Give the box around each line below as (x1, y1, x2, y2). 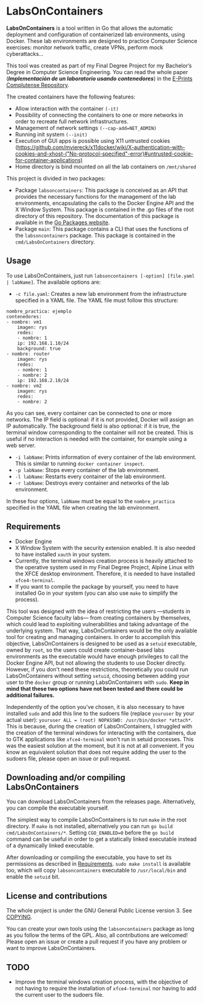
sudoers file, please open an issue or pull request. (6, 755, 131, 762)
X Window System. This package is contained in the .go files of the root (15, 205, 194, 213)
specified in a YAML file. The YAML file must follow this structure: (15, 296, 179, 304)
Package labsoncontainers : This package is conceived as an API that (15, 187, 188, 194)
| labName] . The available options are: (6, 278, 101, 286)
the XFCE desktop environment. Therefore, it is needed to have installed (15, 570, 195, 577)
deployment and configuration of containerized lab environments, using (6, 30, 185, 38)
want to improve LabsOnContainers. (6, 945, 96, 952)
